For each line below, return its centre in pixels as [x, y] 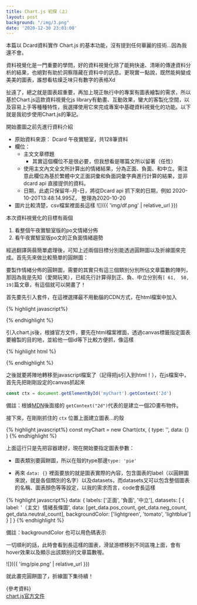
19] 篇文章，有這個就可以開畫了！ [46, 285]
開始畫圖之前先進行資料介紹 [40, 127]
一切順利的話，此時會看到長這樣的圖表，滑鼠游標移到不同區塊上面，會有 [93, 545]
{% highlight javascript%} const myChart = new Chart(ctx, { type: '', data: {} [98, 430]
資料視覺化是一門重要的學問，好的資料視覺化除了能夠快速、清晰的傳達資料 [96, 65]
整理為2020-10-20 [103, 198]
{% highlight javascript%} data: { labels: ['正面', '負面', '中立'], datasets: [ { [95, 500]
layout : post [22, 17]
